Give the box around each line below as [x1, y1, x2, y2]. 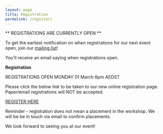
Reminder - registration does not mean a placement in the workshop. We [5, 108, 155, 115]
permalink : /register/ [5, 16, 52, 21]
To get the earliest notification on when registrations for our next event [5, 40, 151, 46]
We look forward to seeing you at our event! [5, 123, 96, 130]
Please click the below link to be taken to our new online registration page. [5, 84, 158, 90]
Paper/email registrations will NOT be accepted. [5, 89, 104, 95]
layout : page [5, 7, 32, 12]
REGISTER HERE [5, 99, 39, 105]
